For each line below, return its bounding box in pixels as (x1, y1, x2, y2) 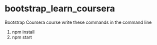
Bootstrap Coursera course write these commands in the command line (4, 19, 152, 25)
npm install (11, 29, 35, 35)
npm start (11, 34, 32, 40)
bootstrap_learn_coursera (4, 3, 115, 14)
